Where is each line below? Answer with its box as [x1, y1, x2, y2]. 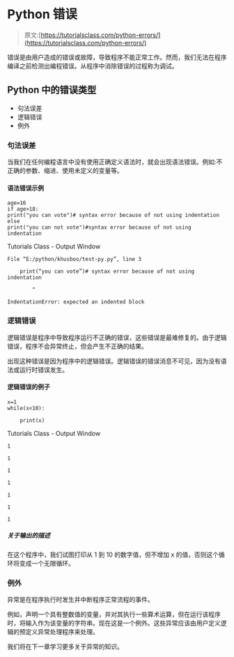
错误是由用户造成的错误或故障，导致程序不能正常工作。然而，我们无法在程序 [7, 53, 227, 61]
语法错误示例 [7, 183, 44, 192]
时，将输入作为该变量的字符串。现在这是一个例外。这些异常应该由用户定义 [7, 619, 221, 628]
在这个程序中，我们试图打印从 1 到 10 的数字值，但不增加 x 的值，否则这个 [7, 550, 219, 559]
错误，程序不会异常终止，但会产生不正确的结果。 [7, 342, 148, 350]
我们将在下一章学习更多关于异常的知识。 [7, 642, 123, 651]
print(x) [19, 416, 45, 424]
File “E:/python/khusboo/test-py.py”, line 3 [7, 256, 141, 263]
